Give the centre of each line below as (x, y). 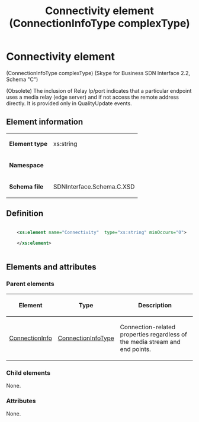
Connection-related (148, 327)
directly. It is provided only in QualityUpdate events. (69, 103)
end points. (135, 349)
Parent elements (30, 284)
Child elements (28, 372)
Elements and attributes (51, 267)
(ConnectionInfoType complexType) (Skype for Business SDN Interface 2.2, (98, 73)
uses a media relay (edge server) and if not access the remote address (93, 97)
